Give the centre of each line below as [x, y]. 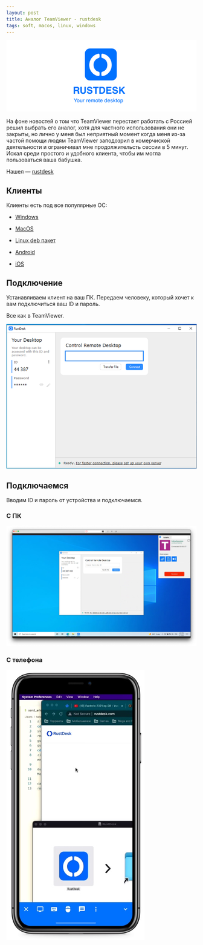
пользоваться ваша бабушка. [44, 160]
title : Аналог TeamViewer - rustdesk [54, 19]
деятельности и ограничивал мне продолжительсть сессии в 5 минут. [97, 147]
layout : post [23, 13]
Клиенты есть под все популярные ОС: [57, 205]
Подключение [35, 283]
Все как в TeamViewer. [35, 316]
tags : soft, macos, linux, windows [51, 25]
